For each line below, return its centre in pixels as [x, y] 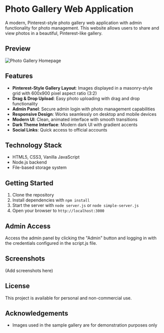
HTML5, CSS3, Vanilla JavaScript [46, 157]
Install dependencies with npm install [51, 200]
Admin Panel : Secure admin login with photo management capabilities [83, 109]
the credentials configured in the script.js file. [51, 243]
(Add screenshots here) [29, 270]
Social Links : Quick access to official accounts [60, 130]
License [17, 286]
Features [19, 76]
